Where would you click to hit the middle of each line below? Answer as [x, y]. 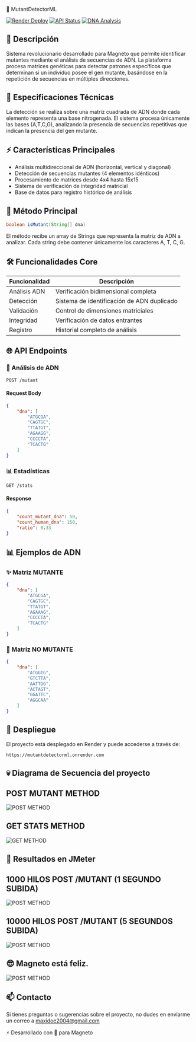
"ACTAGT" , [39, 689]
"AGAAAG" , [39, 612]
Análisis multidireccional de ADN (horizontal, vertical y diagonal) [93, 167]
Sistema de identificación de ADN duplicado [117, 301]
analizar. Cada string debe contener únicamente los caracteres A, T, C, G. [96, 243]
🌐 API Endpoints [37, 351]
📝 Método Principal [42, 211]
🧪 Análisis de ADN [32, 368]
